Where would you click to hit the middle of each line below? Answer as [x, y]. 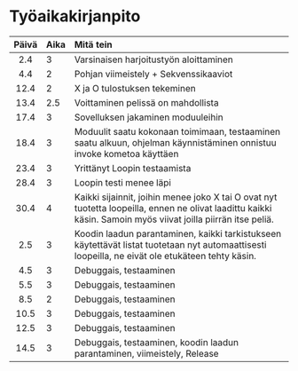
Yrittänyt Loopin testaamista [133, 168]
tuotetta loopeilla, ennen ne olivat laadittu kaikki [173, 208]
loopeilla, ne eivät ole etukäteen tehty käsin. [165, 256]
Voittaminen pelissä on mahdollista [146, 102]
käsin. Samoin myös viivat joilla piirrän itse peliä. [174, 219]
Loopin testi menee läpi [122, 182]
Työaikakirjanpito [75, 16]
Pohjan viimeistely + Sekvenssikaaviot [153, 74]
